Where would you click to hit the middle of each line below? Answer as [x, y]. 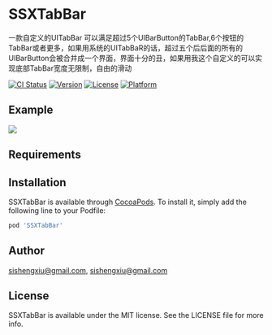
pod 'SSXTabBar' [36, 225]
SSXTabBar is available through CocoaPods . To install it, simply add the [128, 202]
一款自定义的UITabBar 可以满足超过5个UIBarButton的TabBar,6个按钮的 [126, 37]
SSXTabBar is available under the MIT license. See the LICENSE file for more [136, 315]
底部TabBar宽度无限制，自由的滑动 [73, 68]
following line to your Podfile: [57, 210]
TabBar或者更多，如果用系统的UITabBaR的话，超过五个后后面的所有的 [126, 48]
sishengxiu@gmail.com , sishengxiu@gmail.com [88, 270]
